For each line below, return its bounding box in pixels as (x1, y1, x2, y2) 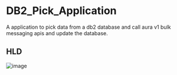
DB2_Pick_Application (6, 4, 117, 18)
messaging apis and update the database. (6, 29, 108, 36)
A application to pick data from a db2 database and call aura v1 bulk (6, 23, 171, 30)
